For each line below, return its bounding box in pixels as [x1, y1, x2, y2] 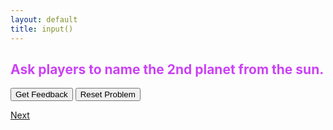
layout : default [10, 14, 78, 25]
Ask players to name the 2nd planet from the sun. [10, 61, 325, 78]
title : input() [10, 24, 74, 34]
